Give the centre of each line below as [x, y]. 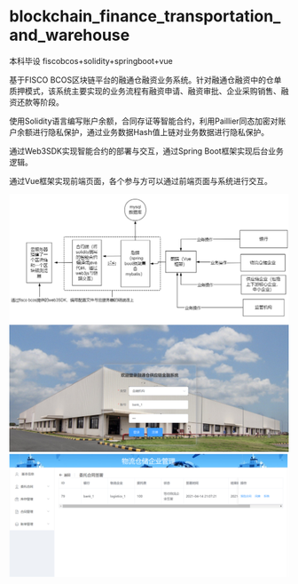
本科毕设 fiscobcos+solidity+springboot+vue [91, 60]
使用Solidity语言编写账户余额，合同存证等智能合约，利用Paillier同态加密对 [144, 121]
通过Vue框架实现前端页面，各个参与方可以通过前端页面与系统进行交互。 [141, 180]
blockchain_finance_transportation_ [145, 16]
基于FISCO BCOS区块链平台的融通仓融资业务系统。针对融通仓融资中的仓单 [145, 80]
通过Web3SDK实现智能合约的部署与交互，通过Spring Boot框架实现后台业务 [146, 151]
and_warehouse [70, 35]
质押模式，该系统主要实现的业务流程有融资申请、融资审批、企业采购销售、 [145, 91]
